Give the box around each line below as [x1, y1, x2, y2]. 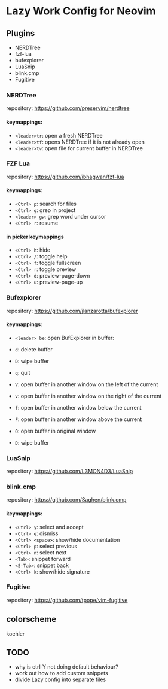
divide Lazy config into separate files [14, 676, 106, 683]
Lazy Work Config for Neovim [6, 4, 157, 18]
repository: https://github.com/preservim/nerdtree [6, 105, 130, 112]
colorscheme [6, 614, 57, 624]
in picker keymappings [6, 233, 64, 240]
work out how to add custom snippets [14, 670, 109, 677]
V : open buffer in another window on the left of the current [14, 380, 158, 388]
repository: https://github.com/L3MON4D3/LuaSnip [6, 467, 133, 475]
